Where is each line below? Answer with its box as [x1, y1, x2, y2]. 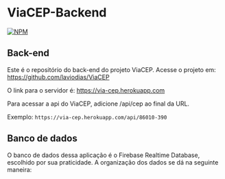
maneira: [7, 165, 32, 174]
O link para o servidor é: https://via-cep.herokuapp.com [7, 86, 165, 94]
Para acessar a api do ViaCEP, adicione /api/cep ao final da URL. [7, 99, 190, 108]
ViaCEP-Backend [7, 5, 107, 21]
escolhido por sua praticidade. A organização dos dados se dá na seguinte [7, 158, 219, 166]
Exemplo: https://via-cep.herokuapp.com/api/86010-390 [7, 112, 167, 121]
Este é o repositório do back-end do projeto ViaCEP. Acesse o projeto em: [7, 65, 216, 73]
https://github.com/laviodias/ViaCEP [7, 73, 110, 81]
